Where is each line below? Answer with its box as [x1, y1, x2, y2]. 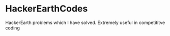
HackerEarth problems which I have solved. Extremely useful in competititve [5, 19, 165, 25]
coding [5, 24, 20, 30]
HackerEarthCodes [5, 3, 88, 14]
